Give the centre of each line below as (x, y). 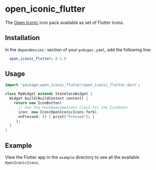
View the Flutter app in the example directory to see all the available (72, 157)
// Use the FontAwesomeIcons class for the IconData (73, 107)
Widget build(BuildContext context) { (49, 99)
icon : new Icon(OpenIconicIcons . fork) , (58, 112)
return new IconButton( (38, 103)
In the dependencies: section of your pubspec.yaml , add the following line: (78, 49)
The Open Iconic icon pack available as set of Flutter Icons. (65, 22)
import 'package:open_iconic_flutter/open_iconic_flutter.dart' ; (73, 85)
